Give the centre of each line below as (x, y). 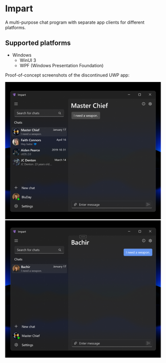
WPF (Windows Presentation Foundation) (62, 65)
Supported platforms (38, 43)
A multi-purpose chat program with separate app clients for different (75, 22)
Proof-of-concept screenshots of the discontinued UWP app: (67, 75)
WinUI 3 (28, 60)
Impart (19, 9)
